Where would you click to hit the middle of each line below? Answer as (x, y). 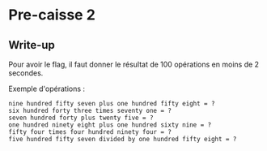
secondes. (26, 73)
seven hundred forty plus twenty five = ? (81, 118)
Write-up (32, 45)
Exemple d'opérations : (47, 88)
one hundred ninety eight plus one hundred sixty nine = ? (110, 125)
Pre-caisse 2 (52, 15)
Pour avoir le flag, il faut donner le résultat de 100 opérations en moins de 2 (134, 64)
